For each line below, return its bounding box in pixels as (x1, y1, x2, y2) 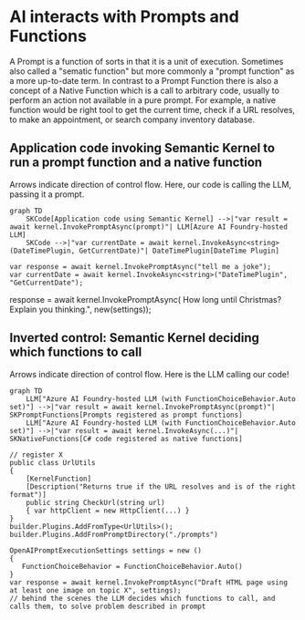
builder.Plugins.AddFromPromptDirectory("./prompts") (9, 530, 219, 539)
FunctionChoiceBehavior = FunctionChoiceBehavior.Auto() (21, 562, 244, 571)
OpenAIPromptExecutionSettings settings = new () (9, 545, 203, 555)
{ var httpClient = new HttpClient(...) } (26, 506, 190, 515)
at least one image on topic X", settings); (9, 585, 182, 594)
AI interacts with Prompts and (9, 6, 239, 27)
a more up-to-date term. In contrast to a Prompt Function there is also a (9, 75, 279, 86)
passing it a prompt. (9, 189, 85, 200)
